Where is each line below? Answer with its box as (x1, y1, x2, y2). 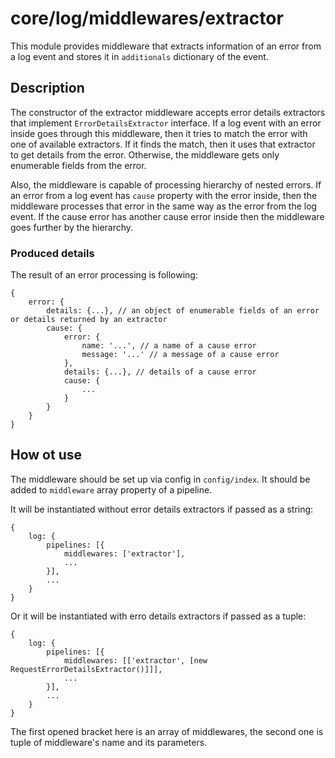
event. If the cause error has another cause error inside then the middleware (10, 210, 325, 222)
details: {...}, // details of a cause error (63, 367, 257, 377)
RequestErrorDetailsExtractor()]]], (10, 664, 163, 674)
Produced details (10, 246, 95, 260)
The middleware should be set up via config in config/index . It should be (10, 473, 311, 485)
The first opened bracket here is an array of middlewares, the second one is (10, 725, 324, 737)
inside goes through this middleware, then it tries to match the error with (10, 127, 308, 139)
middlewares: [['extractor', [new (63, 655, 208, 666)
